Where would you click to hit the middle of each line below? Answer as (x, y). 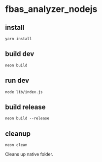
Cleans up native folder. (29, 154)
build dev (20, 54)
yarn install (18, 39)
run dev (17, 81)
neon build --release (27, 118)
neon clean (16, 145)
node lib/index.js (24, 92)
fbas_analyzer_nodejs (51, 9)
